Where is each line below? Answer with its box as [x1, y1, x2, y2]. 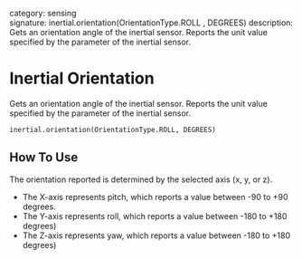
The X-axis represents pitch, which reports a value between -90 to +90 [22, 191, 288, 202]
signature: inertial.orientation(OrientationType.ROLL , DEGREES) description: [9, 17, 294, 28]
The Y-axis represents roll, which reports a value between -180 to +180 [22, 210, 288, 221]
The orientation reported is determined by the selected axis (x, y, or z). [9, 174, 273, 185]
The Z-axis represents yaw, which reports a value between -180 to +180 [22, 230, 291, 241]
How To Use [9, 149, 79, 166]
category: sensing [9, 8, 77, 18]
